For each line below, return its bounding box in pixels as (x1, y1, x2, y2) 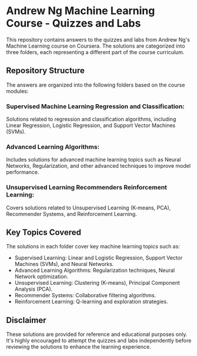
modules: (6, 87, 29, 95)
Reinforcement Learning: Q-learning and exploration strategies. (14, 298, 169, 305)
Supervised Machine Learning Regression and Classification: (6, 102, 185, 110)
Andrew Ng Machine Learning (6, 4, 155, 18)
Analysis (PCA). (14, 285, 53, 292)
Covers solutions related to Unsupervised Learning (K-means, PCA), (6, 204, 171, 211)
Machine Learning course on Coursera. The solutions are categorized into (6, 42, 185, 49)
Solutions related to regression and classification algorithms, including (6, 116, 176, 123)
